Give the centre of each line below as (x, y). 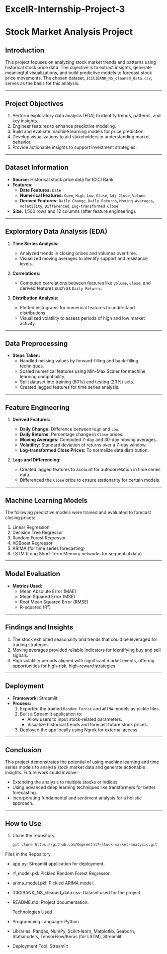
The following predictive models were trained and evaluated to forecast (78, 513)
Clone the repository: (34, 836)
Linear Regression (31, 527)
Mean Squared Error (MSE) (47, 596)
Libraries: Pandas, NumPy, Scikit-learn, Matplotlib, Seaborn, (74, 931)
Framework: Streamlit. (35, 698)
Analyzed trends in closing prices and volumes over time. (79, 253)
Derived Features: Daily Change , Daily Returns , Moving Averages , (87, 200)
